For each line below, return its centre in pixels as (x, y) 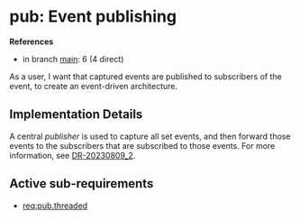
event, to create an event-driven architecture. (94, 86)
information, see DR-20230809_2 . (73, 155)
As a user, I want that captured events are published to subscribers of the (145, 76)
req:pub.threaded (55, 206)
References (32, 41)
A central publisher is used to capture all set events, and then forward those (150, 136)
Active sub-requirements (82, 183)
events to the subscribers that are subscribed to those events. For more (142, 145)
